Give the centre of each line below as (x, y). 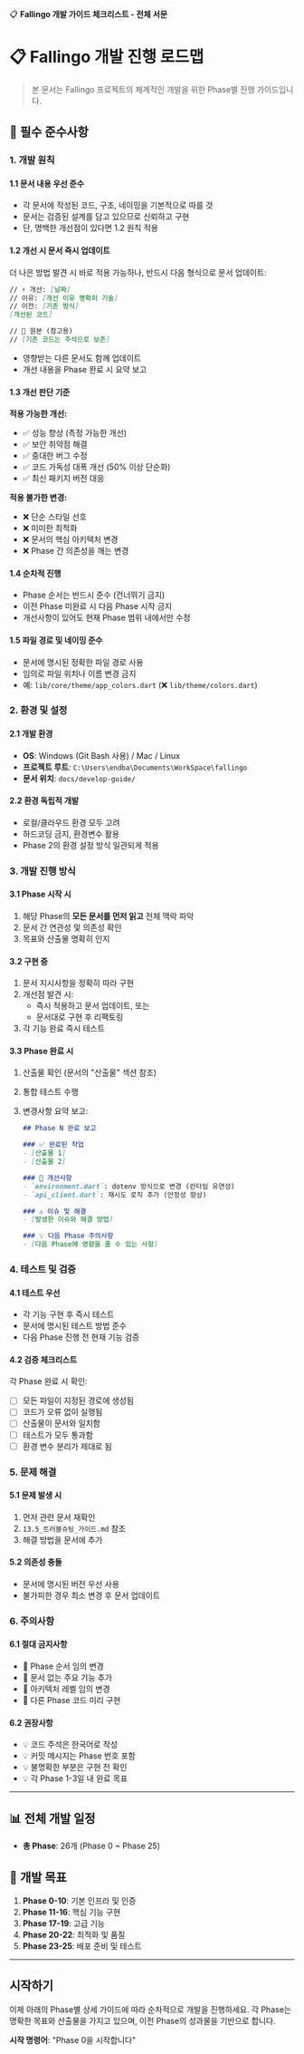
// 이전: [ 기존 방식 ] (44, 306)
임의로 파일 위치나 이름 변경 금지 (79, 673)
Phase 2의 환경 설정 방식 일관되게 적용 (91, 845)
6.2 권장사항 (32, 1722)
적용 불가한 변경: (38, 498)
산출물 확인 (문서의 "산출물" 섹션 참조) (89, 1072)
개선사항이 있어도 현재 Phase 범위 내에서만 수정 (106, 618)
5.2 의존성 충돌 (36, 1562)
